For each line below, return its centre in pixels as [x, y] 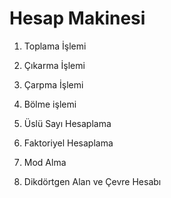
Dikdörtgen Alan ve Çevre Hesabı [92, 181]
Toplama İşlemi [55, 46]
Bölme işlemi [50, 104]
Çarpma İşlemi [53, 84]
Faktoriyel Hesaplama [68, 143]
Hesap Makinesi [77, 18]
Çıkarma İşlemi [54, 65]
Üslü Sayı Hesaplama [67, 123]
